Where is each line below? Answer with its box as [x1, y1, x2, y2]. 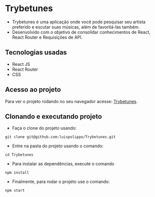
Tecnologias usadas [5, 48, 67, 57]
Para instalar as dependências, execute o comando [12, 161, 115, 167]
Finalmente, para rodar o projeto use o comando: [12, 179, 110, 184]
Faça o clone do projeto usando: [12, 125, 77, 131]
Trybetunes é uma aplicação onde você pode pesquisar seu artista [12, 19, 146, 25]
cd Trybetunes [5, 152, 34, 157]
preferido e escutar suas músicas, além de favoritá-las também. [12, 24, 140, 30]
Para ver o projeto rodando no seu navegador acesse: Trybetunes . [5, 98, 138, 104]
